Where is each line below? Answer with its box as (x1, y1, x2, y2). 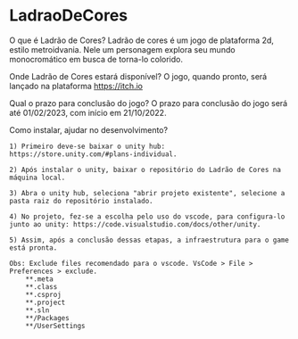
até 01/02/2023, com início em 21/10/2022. (9, 107, 167, 118)
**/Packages (25, 313, 70, 322)
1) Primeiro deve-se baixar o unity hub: (9, 142, 166, 151)
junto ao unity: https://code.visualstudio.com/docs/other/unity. (9, 219, 261, 228)
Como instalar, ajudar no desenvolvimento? (9, 124, 168, 135)
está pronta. (9, 243, 58, 252)
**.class (25, 282, 58, 291)
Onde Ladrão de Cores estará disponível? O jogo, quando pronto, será (9, 70, 268, 81)
